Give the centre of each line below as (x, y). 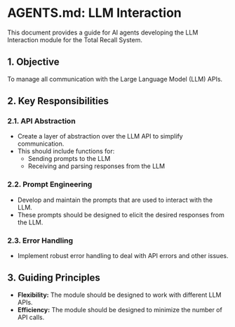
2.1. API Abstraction (41, 121)
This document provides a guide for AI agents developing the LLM (103, 32)
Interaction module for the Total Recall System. (75, 39)
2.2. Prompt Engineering (50, 184)
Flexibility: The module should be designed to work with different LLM (119, 295)
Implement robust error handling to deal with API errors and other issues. (123, 256)
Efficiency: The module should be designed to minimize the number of (120, 309)
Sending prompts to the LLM (69, 159)
